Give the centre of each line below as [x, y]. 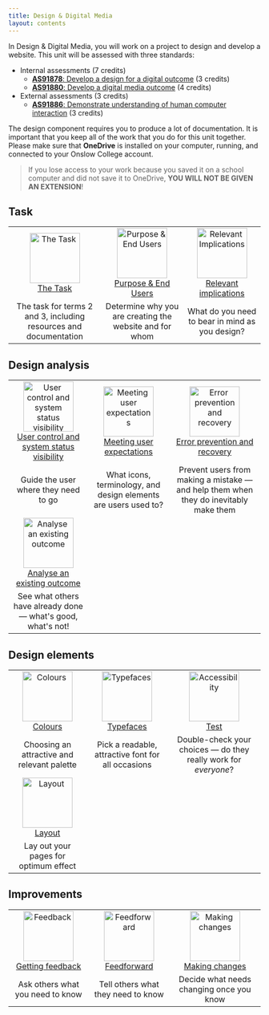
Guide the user [48, 480]
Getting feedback [48, 966]
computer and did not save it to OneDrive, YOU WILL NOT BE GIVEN [141, 178]
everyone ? [215, 769]
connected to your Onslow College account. [81, 154]
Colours [47, 726]
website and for [143, 327]
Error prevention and [215, 442]
